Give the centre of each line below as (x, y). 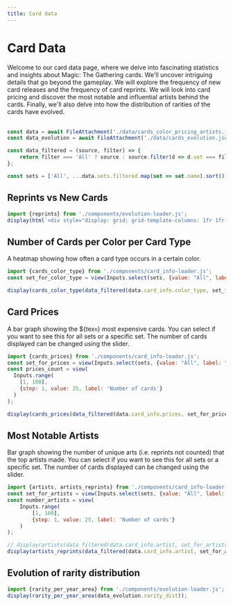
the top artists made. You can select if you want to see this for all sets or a (113, 460)
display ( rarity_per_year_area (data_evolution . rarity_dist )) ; (97, 596)
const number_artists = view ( (51, 500)
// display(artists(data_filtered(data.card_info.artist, (93, 545)
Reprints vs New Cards (58, 198)
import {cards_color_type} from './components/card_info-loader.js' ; (110, 272)
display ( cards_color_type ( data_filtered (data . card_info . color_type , (108, 290)
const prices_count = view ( (48, 369)
